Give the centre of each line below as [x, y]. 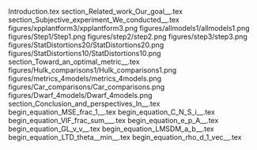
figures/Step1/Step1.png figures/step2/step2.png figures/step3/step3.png [128, 36]
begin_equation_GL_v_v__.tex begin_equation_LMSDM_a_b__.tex [111, 129]
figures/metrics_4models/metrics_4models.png [85, 79]
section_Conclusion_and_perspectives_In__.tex [84, 103]
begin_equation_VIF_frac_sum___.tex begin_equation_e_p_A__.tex [113, 120]
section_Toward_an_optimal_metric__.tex [74, 62]
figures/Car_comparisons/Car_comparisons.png [87, 87]
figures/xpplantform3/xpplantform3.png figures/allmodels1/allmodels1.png [129, 28]
